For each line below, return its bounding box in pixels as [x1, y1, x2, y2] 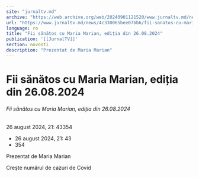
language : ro [6, 25, 38, 31]
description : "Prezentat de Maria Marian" [6, 47, 113, 53]
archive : [6, 14, 28, 20]
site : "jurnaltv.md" [6, 8, 57, 15]
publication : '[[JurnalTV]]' [6, 36, 78, 42]
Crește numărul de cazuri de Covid [6, 164, 92, 172]
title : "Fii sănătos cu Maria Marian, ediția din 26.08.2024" [6, 31, 163, 37]
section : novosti [6, 42, 49, 48]
